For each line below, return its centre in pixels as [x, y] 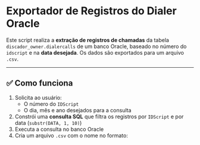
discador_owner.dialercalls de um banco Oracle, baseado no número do [96, 46]
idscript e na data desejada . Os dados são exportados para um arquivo [95, 52]
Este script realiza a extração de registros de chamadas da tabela [88, 40]
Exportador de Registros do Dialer [91, 11]
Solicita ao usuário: [38, 97]
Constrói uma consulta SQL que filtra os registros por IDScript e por [99, 116]
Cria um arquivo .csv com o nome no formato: [71, 135]
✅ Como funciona [40, 83]
